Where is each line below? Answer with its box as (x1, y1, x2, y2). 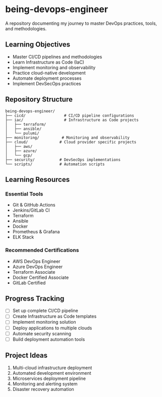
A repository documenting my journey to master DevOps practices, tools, (5, 20, 157, 26)
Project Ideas (5, 351, 48, 360)
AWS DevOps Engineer (12, 258, 61, 264)
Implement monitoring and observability (12, 64, 96, 70)
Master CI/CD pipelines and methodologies (12, 54, 102, 60)
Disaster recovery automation (12, 386, 74, 392)
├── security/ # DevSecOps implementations (5, 157, 121, 162)
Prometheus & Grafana (12, 229, 60, 235)
